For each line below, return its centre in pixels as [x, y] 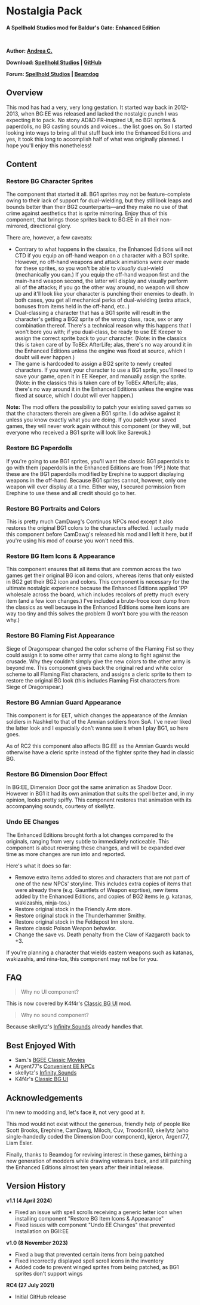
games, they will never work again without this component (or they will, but [99, 426]
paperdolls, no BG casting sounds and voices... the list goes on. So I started [99, 126]
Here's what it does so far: [39, 866]
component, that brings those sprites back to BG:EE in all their [83, 220]
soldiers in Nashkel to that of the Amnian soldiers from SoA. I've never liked [99, 721]
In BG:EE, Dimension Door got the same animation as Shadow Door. [89, 787]
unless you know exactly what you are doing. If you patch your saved [91, 420]
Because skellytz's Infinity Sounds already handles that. [75, 1027]
